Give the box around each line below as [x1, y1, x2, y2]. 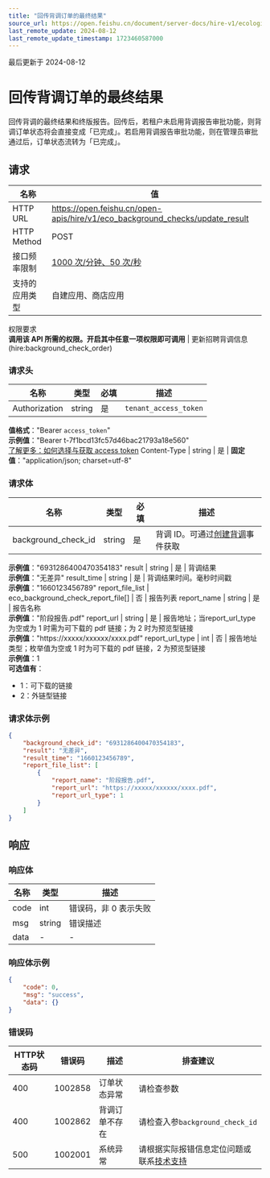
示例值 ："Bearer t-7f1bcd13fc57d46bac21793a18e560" [8, 436, 190, 446]
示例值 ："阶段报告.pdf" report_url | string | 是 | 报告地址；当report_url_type [8, 613, 256, 623]
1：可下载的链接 [19, 680, 73, 690]
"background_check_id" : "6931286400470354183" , [22, 739, 185, 747]
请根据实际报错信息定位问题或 [138, 1143, 252, 1155]
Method [12, 236, 42, 247]
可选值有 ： [8, 663, 44, 673]
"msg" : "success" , [22, 991, 84, 999]
